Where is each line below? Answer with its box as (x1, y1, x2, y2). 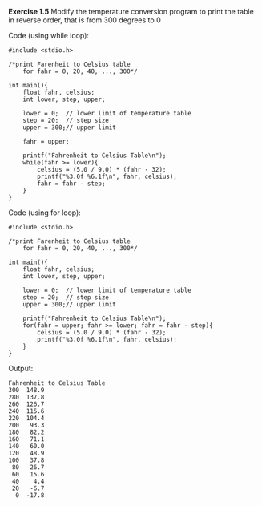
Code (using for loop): (8, 208, 82, 217)
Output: (8, 364, 34, 373)
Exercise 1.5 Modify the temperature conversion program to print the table (8, 7, 254, 16)
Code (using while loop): (8, 31, 90, 40)
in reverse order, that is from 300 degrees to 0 (8, 15, 162, 25)
